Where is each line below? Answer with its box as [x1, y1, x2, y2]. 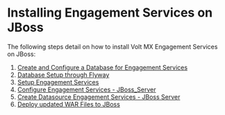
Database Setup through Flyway [17, 71, 110, 79]
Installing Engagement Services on [7, 5, 213, 21]
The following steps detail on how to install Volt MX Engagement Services [7, 42, 218, 51]
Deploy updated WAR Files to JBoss [17, 100, 120, 108]
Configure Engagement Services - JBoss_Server [17, 85, 156, 94]
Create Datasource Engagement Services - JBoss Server [17, 92, 181, 101]
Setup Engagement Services [17, 78, 99, 86]
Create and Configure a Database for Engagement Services [17, 63, 188, 71]
